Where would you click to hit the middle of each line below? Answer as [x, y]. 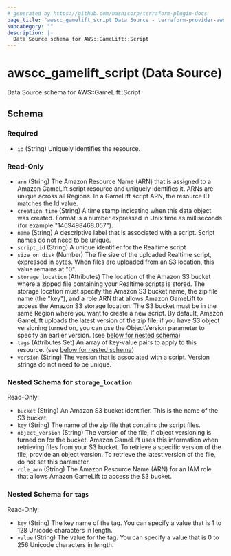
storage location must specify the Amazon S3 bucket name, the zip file [117, 291]
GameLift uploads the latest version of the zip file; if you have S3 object [118, 320]
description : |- [30, 33]
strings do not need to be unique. [64, 364]
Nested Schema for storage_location [70, 382]
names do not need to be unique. [64, 240]
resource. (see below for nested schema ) [76, 350]
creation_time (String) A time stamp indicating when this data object [114, 211]
